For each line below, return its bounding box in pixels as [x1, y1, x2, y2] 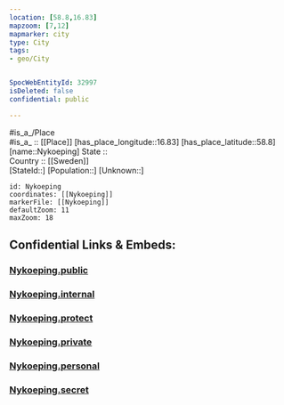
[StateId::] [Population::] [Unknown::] [9, 165, 144, 175]
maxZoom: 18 [9, 213, 53, 223]
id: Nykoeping [9, 182, 62, 191]
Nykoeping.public [9, 263, 89, 276]
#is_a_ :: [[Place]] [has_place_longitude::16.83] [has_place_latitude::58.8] [9, 136, 276, 147]
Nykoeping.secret [9, 384, 89, 396]
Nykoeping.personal [9, 360, 101, 372]
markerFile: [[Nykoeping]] [9, 198, 110, 207]
